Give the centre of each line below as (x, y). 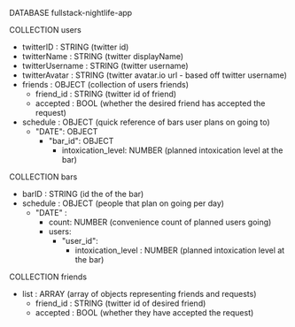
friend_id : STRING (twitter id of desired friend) (120, 303)
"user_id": (80, 241)
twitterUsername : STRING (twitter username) (105, 66)
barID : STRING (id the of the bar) (83, 194)
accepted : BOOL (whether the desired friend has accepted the (150, 103)
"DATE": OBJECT (66, 131)
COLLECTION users (45, 30)
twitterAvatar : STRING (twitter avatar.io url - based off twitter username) (155, 75)
